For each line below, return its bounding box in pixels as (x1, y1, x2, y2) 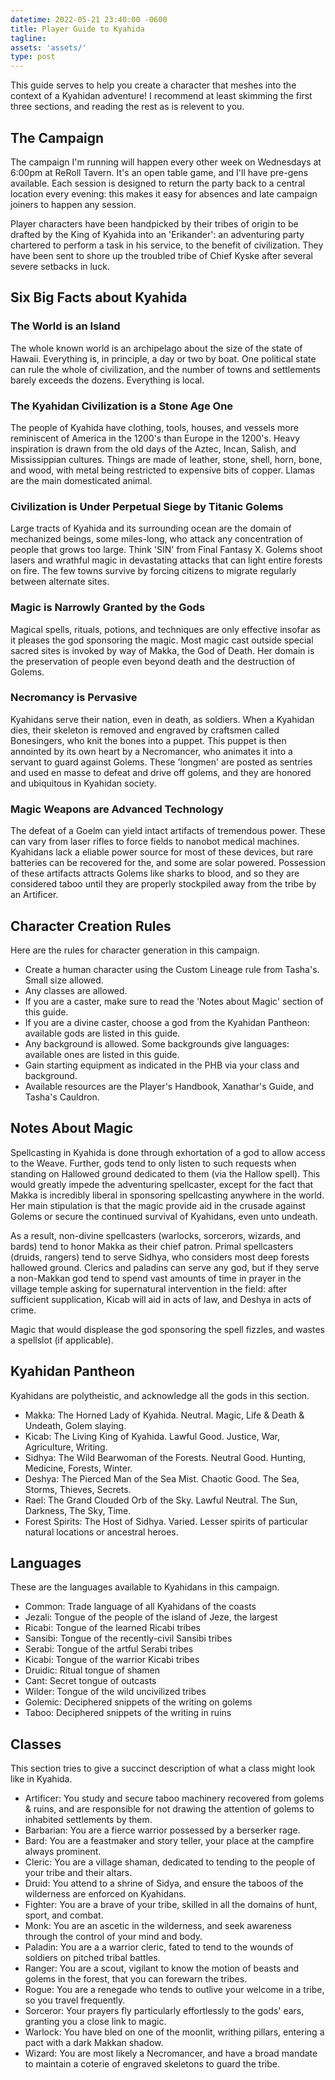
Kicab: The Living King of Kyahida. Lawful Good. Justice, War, (24, 1430, 280, 1442)
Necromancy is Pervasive (10, 691, 138, 705)
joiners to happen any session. (10, 198, 137, 210)
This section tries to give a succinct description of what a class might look (10, 1762, 316, 1775)
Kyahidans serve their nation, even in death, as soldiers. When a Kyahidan (10, 713, 315, 725)
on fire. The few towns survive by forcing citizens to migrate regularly (10, 565, 297, 577)
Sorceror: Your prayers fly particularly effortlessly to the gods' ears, (24, 2005, 305, 2017)
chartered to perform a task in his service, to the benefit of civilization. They (10, 239, 324, 251)
